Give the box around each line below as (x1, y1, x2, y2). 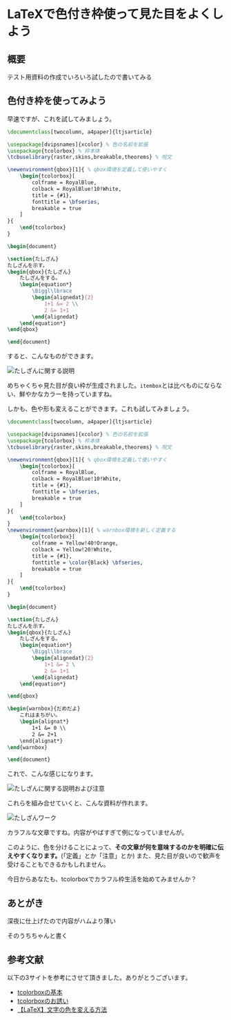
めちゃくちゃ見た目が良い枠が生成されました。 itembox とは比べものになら (7, 381, 217, 390)
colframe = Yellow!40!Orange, (32, 540, 119, 547)
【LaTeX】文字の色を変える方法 (17, 1005, 108, 1013)
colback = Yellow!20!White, (32, 546, 112, 553)
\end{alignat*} (19, 737, 63, 744)
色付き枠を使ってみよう (7, 95, 107, 107)
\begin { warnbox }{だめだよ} (7, 706, 81, 712)
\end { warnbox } (7, 744, 48, 750)
